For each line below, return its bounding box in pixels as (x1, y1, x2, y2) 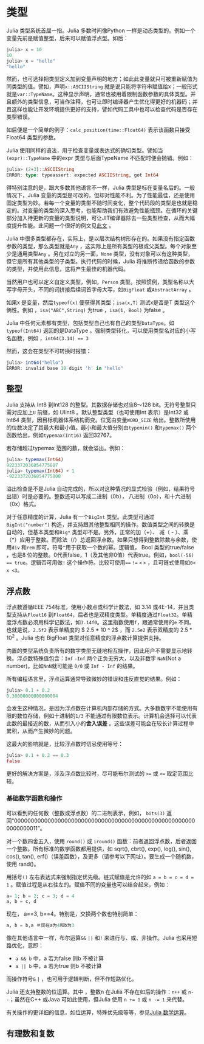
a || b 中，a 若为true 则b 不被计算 (15, 962, 102, 970)
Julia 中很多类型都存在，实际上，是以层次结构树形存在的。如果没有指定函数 (6, 235, 195, 242)
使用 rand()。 (6, 860, 39, 868)
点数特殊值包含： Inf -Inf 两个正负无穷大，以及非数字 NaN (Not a (22, 655, 181, 662)
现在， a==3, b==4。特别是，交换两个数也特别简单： (6, 910, 139, 917)
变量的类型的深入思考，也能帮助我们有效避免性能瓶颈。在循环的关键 (27, 207, 198, 214)
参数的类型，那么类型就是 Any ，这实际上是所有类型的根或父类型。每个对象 (6, 243, 192, 250)
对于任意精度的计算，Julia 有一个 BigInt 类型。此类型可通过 (6, 513, 155, 521)
